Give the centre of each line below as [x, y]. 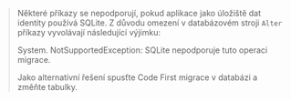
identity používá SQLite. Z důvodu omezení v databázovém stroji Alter [150, 23]
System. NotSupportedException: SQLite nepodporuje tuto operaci [142, 50]
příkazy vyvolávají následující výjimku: [89, 32]
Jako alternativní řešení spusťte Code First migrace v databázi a [137, 77]
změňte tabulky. [47, 87]
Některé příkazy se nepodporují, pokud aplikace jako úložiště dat [139, 13]
